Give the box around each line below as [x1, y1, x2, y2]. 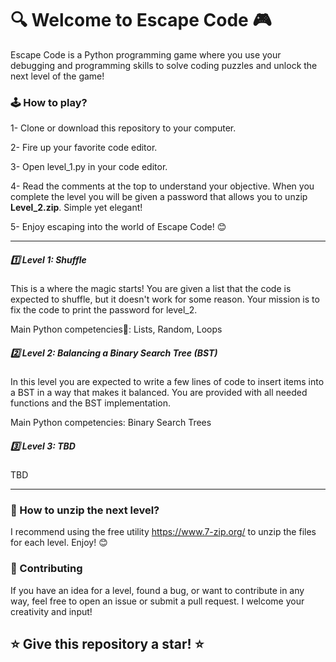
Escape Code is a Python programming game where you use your [10, 48, 282, 61]
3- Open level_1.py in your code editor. [10, 161, 168, 173]
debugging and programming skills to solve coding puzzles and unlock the [10, 59, 318, 71]
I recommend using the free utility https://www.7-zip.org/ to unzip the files [10, 526, 317, 538]
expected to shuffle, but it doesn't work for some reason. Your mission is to [10, 293, 320, 306]
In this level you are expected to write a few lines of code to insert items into [10, 376, 325, 388]
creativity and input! [10, 605, 93, 617]
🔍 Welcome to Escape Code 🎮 [10, 9, 272, 32]
